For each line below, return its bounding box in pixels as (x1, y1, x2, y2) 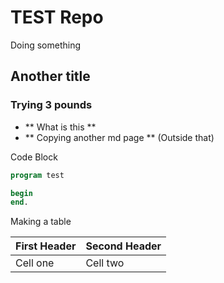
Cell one (15, 256, 55, 270)
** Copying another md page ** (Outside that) (24, 131, 215, 143)
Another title (10, 68, 91, 85)
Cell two (85, 256, 125, 270)
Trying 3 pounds (10, 98, 93, 112)
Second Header (85, 239, 162, 253)
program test (10, 170, 65, 180)
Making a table (10, 216, 72, 228)
